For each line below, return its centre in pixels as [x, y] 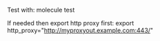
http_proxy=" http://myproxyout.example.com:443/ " [80, 30]
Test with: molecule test [41, 10]
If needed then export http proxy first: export [71, 23]
